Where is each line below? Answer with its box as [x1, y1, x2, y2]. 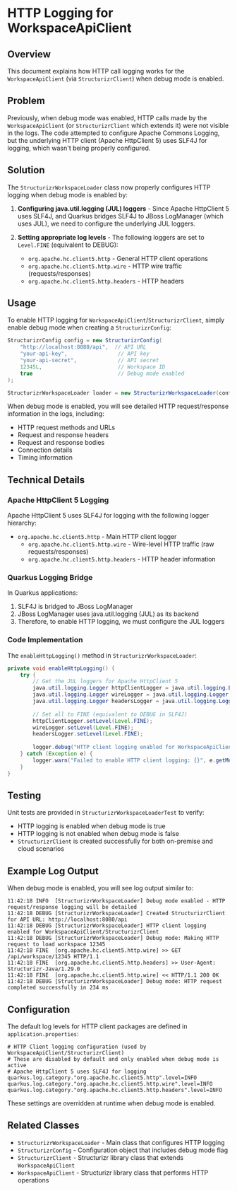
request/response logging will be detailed [7, 904, 138, 911]
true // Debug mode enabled [20, 370, 185, 377]
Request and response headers [17, 431, 109, 439]
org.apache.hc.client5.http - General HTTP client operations [28, 254, 208, 262]
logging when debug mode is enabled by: [7, 190, 128, 199]
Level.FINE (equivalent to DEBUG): [17, 240, 119, 249]
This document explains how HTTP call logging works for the [7, 67, 185, 75]
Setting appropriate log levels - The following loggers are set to [17, 233, 205, 241]
